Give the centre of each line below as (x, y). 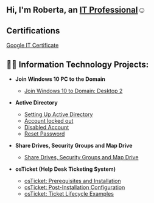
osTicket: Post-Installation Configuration (75, 187)
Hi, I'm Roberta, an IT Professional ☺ (76, 10)
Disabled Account (47, 128)
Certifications (33, 31)
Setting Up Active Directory (58, 114)
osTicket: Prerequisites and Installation (73, 181)
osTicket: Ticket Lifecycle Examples (69, 194)
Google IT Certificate (33, 46)
